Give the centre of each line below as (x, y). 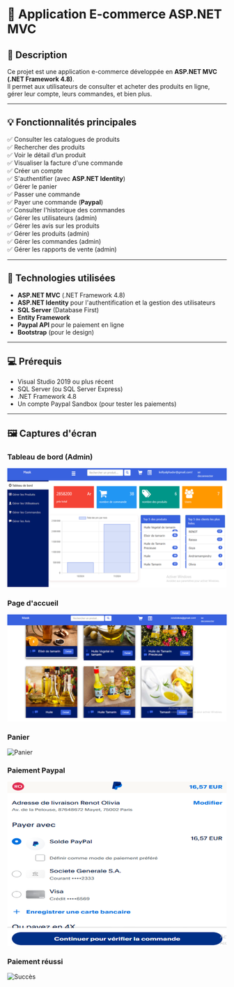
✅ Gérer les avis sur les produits (53, 226)
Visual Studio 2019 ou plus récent (65, 382)
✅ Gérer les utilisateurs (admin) (52, 218)
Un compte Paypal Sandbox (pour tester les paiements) (97, 404)
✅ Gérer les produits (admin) (48, 233)
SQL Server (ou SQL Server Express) (70, 389)
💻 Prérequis (34, 361)
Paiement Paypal (36, 770)
